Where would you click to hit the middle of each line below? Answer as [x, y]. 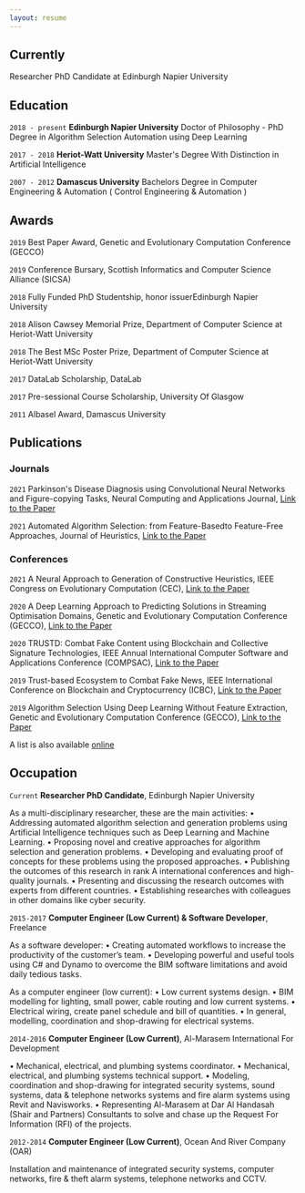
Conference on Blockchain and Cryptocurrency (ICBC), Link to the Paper [146, 690]
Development [35, 1048]
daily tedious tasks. [46, 974]
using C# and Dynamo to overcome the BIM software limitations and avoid [149, 964]
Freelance [28, 927]
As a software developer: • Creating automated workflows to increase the [148, 945]
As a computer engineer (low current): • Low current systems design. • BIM [152, 992]
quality [22, 880]
